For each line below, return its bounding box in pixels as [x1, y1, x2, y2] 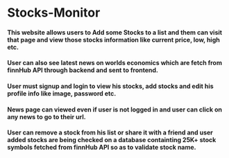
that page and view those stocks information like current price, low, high [7, 35, 220, 44]
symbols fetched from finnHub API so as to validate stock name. [7, 143, 196, 152]
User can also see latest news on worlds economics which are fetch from [7, 59, 222, 67]
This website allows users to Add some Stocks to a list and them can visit [7, 28, 223, 36]
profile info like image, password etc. [7, 89, 117, 98]
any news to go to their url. [7, 112, 86, 121]
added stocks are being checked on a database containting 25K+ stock [7, 136, 217, 144]
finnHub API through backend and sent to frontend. [7, 66, 158, 74]
